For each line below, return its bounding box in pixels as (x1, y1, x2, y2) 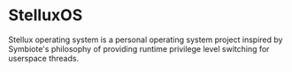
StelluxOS (8, 5, 83, 25)
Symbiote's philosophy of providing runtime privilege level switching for (8, 43, 270, 54)
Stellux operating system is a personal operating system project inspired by (8, 34, 283, 45)
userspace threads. (8, 53, 80, 63)
